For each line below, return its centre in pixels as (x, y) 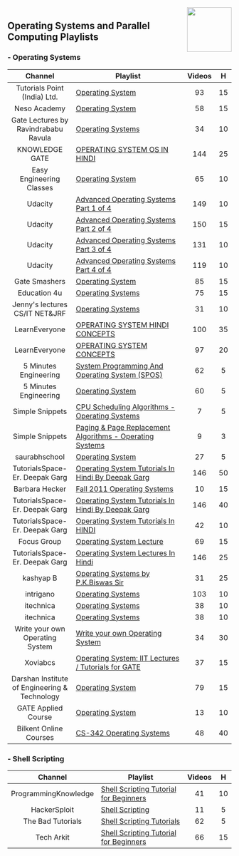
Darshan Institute (40, 679)
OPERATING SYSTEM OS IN (122, 149)
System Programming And (119, 366)
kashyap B (40, 578)
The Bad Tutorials (52, 821)
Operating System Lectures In (126, 553)
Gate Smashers (40, 281)
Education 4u (40, 293)
